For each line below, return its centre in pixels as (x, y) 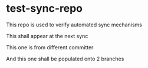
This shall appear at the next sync (47, 36)
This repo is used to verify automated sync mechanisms (74, 25)
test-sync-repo (44, 8)
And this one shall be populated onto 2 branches (65, 59)
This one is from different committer (50, 47)
